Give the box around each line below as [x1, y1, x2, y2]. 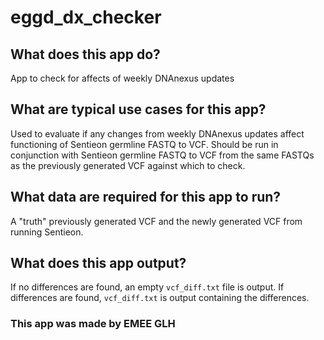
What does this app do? [10, 46, 161, 63]
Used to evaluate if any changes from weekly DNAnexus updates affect [10, 127, 305, 140]
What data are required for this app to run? [10, 189, 282, 206]
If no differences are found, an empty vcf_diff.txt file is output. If [10, 281, 285, 293]
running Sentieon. [10, 226, 84, 238]
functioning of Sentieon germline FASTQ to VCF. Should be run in [10, 138, 279, 150]
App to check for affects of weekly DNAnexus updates [10, 72, 235, 84]
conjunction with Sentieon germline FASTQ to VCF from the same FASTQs [10, 149, 315, 161]
